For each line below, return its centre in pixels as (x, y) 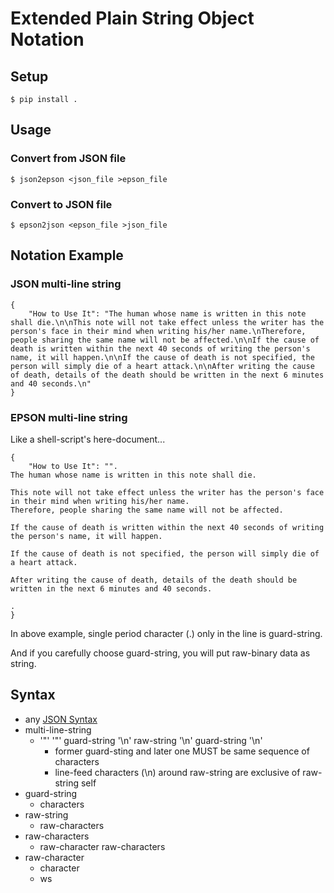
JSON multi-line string (66, 284)
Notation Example (67, 255)
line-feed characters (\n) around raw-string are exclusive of (177, 772)
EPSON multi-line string (69, 417)
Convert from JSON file (68, 159)
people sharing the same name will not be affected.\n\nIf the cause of (165, 340)
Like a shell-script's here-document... (88, 439)
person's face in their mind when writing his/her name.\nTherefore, (158, 331)
